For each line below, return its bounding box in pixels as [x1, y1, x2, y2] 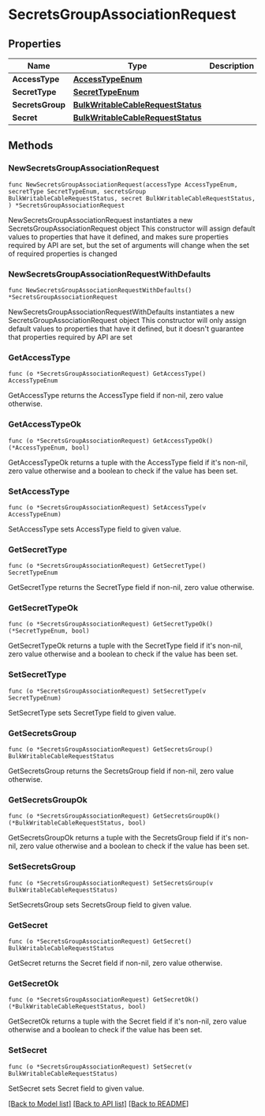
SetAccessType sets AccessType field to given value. [8, 524, 181, 534]
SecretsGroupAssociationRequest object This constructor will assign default [8, 224, 256, 233]
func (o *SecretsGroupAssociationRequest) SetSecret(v [8, 1062, 192, 1071]
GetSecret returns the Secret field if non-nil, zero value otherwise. [8, 958, 223, 968]
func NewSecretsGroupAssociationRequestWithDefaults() [8, 286, 192, 294]
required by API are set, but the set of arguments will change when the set [8, 240, 250, 250]
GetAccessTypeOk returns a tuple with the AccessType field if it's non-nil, [8, 457, 248, 467]
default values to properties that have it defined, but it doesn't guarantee [8, 324, 244, 333]
